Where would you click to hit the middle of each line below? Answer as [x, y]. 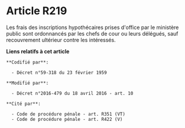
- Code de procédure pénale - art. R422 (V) [67, 119]
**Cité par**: [24, 104]
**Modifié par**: [27, 83]
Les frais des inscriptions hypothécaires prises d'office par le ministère [92, 27]
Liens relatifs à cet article [38, 51]
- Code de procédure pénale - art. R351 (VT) [69, 114]
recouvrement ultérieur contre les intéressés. [61, 40]
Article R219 [37, 11]
